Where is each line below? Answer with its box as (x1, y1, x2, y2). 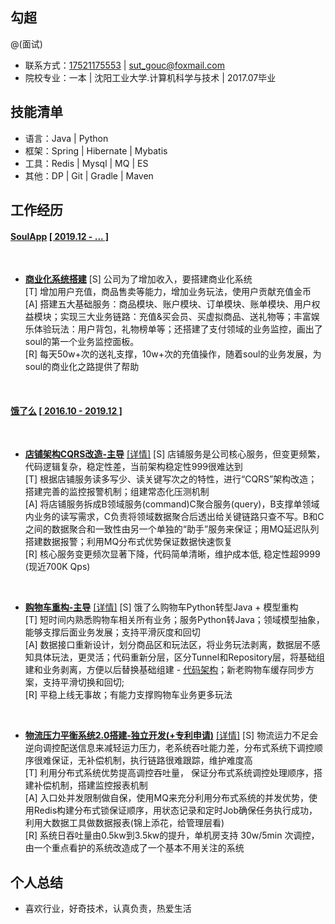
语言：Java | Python (24, 132, 109, 144)
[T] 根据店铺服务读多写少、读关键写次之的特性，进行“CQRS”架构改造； (24, 473, 318, 485)
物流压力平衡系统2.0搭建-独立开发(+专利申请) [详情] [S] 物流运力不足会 (24, 729, 319, 742)
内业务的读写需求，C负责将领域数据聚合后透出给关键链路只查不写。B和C (24, 511, 325, 523)
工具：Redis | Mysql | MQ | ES (24, 157, 149, 169)
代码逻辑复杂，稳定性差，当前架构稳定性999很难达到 (24, 461, 243, 473)
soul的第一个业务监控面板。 (24, 336, 140, 348)
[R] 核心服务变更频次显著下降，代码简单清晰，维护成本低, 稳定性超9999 (24, 548, 321, 560)
